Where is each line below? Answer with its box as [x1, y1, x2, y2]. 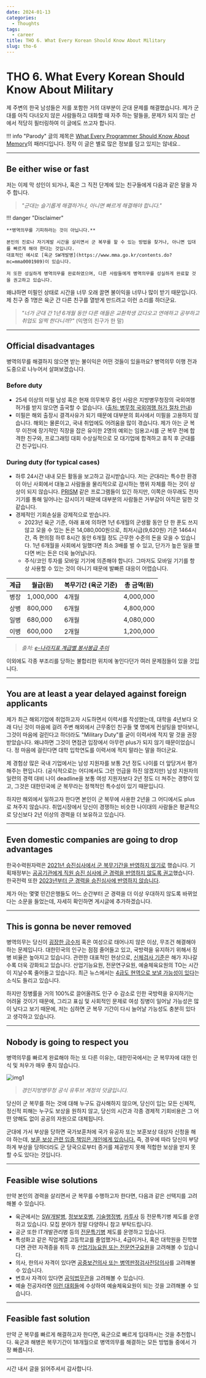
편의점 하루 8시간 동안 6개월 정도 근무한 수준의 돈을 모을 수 [39, 534, 180, 541]
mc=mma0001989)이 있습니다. [6, 259, 72, 265]
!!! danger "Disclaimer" [6, 214, 64, 221]
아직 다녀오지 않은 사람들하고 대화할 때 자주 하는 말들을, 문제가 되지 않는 [17, 111, 189, 119]
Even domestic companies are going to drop [6, 835, 178, 845]
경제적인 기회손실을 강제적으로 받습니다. [15, 511, 111, 519]
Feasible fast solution [6, 1313, 90, 1324]
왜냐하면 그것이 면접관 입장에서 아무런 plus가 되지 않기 [34, 738, 164, 746]
